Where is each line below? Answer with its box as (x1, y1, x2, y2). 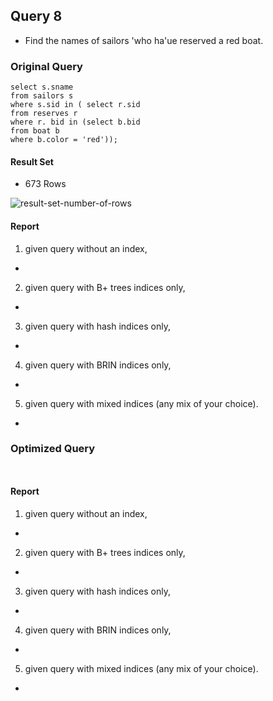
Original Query (10, 59, 83, 73)
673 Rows (24, 178, 67, 190)
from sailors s (10, 91, 74, 101)
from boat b (10, 126, 60, 136)
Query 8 (10, 8, 63, 25)
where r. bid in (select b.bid (10, 117, 141, 128)
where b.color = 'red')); (10, 135, 118, 145)
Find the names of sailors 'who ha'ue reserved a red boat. (24, 34, 264, 46)
